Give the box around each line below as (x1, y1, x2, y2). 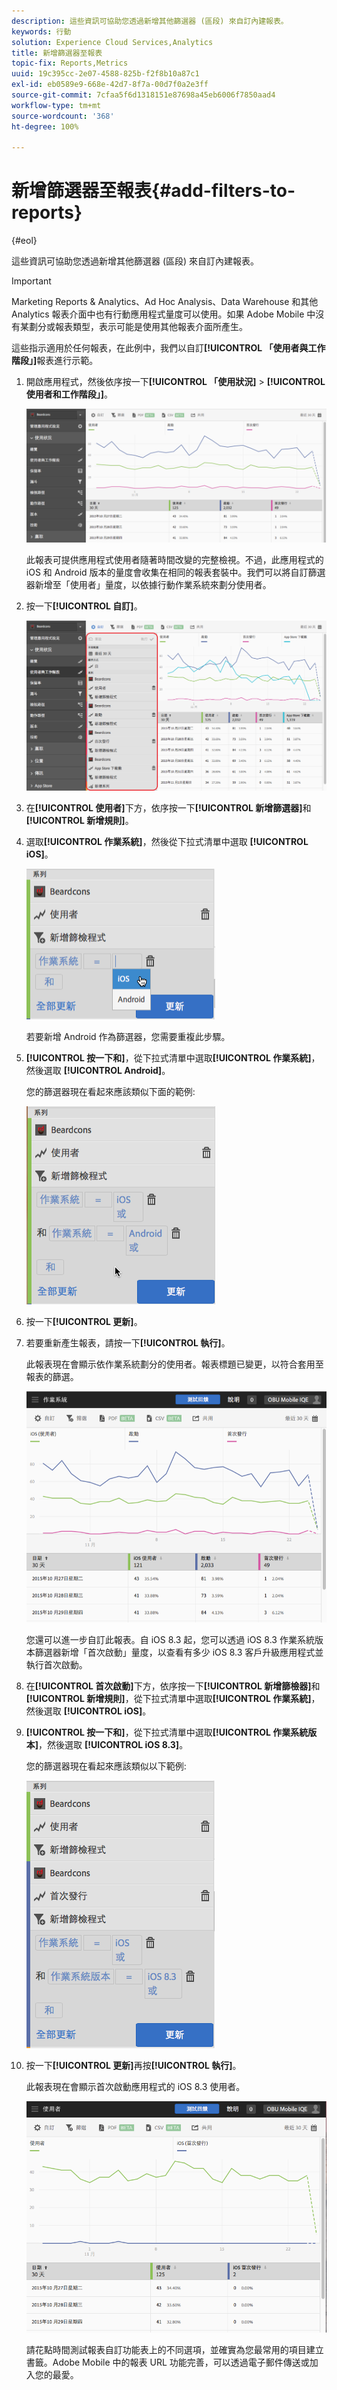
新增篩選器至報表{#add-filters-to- (11, 180, 296, 202)
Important (11, 275, 52, 287)
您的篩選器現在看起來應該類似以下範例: (25, 1760, 187, 1772)
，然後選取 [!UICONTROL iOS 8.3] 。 (38, 1739, 189, 1751)
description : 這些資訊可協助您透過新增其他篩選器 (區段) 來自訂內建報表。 (11, 16, 289, 26)
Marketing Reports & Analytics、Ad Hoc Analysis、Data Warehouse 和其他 (11, 296, 319, 308)
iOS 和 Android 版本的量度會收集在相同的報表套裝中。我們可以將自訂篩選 (25, 566, 326, 579)
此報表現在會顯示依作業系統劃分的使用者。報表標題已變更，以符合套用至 (25, 1358, 324, 1370)
